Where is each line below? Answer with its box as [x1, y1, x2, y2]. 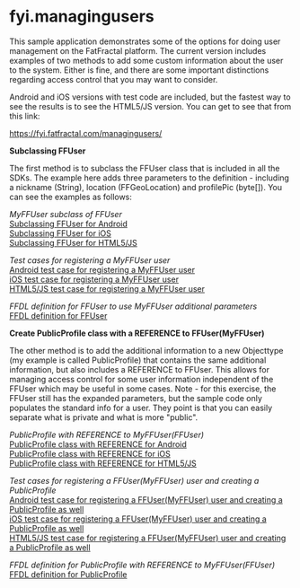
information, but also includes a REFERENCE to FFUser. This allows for [9, 364, 269, 374]
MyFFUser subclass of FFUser [9, 208, 123, 219]
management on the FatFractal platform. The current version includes [9, 45, 267, 56]
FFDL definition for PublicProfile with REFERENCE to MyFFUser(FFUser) [9, 559, 276, 570]
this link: [9, 110, 40, 121]
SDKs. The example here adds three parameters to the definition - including [9, 172, 290, 183]
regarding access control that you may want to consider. [9, 74, 218, 84]
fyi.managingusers [9, 6, 154, 27]
